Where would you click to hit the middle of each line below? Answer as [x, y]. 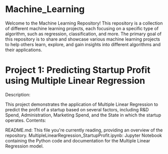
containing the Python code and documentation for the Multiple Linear [78, 140]
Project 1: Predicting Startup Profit [78, 70]
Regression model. [25, 146]
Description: [18, 94]
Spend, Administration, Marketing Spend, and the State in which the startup [83, 115]
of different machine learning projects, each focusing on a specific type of [82, 28]
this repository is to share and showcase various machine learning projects [83, 39]
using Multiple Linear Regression [75, 81]
